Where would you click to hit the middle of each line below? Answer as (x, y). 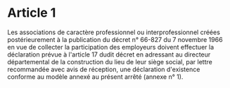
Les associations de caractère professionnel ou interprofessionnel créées (114, 32)
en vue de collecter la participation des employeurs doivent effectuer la (111, 47)
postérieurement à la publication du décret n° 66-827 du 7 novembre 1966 (115, 39)
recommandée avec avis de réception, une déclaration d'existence (104, 69)
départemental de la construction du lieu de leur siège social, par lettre (110, 61)
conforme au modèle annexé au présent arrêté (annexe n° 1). (95, 76)
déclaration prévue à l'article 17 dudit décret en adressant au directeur (109, 54)
